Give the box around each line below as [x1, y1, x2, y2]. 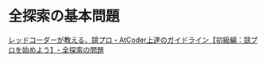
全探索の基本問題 [8, 7, 121, 25]
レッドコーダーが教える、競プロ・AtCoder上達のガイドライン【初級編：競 [8, 35, 252, 45]
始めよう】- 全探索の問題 [21, 45, 105, 54]
